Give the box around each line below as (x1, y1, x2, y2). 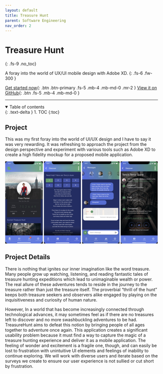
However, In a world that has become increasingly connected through (5, 306, 145, 312)
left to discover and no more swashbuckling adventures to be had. (5, 317, 137, 322)
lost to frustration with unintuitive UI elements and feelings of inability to (5, 348, 149, 354)
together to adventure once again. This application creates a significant (5, 327, 148, 333)
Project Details (5, 253, 50, 261)
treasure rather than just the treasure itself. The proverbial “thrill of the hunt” (5, 286, 158, 292)
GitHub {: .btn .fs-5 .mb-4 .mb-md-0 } (5, 90, 80, 96)
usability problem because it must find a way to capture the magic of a (5, 332, 146, 338)
